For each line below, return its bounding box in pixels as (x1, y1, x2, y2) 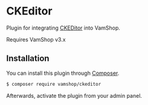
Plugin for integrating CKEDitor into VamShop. (6, 24, 121, 31)
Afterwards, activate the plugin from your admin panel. (6, 92, 143, 99)
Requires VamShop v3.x (6, 36, 66, 43)
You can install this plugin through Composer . (6, 69, 120, 77)
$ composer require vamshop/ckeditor (6, 81, 101, 87)
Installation (6, 53, 50, 64)
